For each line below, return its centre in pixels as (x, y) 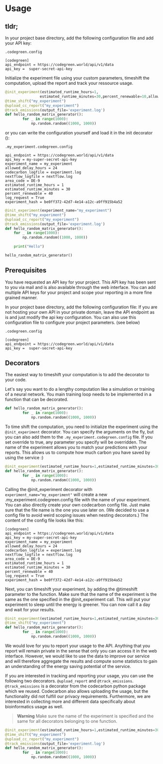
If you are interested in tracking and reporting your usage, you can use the (79, 676)
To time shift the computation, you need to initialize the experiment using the (81, 427)
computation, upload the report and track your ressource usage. (69, 83)
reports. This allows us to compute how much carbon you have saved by (78, 452)
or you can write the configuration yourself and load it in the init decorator (79, 133)
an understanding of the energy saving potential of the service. (68, 666)
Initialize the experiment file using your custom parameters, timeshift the (77, 78)
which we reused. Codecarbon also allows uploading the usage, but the (77, 691)
